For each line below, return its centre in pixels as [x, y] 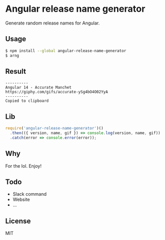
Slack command [30, 194]
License [18, 221]
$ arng [12, 56]
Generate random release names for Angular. [53, 23]
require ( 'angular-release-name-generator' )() [54, 128]
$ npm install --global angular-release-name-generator [66, 51]
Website [21, 200]
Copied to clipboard [27, 101]
